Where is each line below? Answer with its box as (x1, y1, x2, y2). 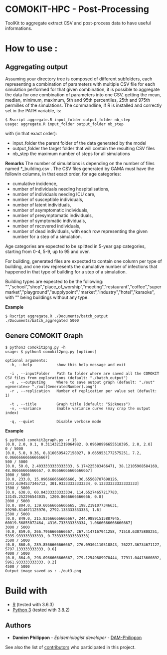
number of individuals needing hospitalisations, (12, 186, 110, 192)
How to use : (5, 43, 58, 54)
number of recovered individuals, (12, 223, 81, 229)
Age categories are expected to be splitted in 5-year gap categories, (5, 243, 146, 249)
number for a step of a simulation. (12, 233, 82, 239)
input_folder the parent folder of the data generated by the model (12, 140, 147, 146)
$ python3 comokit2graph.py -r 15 (5, 437, 77, 442)
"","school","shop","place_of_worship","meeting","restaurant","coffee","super (5, 283, 162, 290)
